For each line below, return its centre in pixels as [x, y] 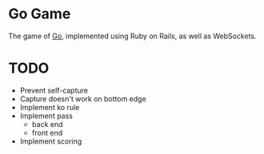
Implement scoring [51, 141]
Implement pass [46, 116]
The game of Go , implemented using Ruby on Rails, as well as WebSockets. [133, 36]
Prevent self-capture [54, 90]
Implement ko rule [50, 107]
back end [47, 124]
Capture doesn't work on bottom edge [83, 99]
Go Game [40, 14]
